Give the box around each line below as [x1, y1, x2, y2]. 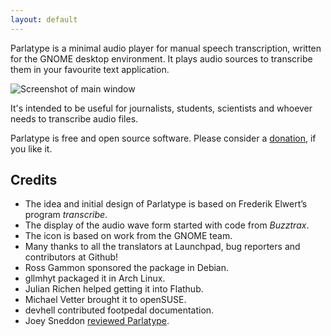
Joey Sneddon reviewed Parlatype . [24, 315, 170, 327]
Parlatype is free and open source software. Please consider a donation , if [10, 132, 317, 144]
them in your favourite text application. [10, 63, 170, 75]
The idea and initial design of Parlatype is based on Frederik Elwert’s [24, 198, 308, 210]
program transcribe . [24, 209, 108, 221]
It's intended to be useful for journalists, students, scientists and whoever [10, 102, 313, 114]
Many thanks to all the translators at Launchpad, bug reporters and [24, 241, 301, 253]
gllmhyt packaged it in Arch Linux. [24, 272, 166, 285]
